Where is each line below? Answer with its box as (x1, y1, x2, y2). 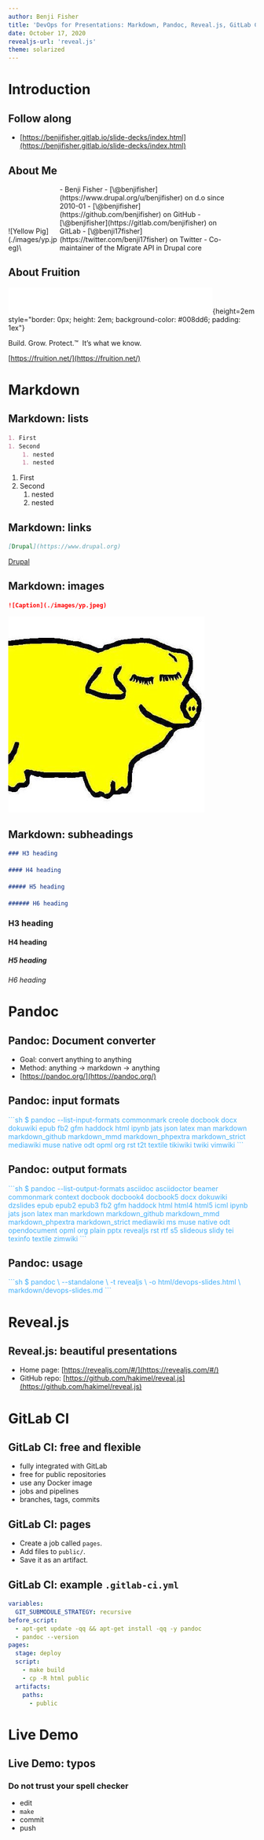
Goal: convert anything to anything (19, 1055, 132, 1065)
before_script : (8, 1616, 58, 1624)
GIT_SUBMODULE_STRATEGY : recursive (15, 1607, 132, 1616)
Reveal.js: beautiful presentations (8, 1344, 178, 1358)
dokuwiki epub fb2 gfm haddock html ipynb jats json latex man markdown (8, 1123, 247, 1133)
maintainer (59, 243, 94, 252)
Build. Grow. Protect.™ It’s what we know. (8, 338, 142, 347)
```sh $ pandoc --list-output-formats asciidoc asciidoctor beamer (8, 1183, 218, 1193)
